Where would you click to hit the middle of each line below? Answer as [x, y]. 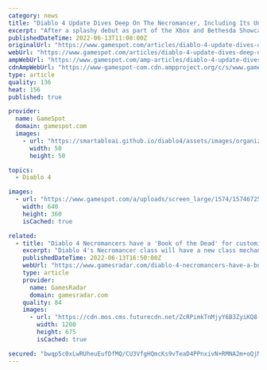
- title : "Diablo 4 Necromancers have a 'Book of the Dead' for [124, 243]
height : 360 [42, 214]
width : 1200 [57, 325]
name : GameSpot [41, 119]
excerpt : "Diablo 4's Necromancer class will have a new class [130, 251]
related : [23, 236]
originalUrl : [30, 45]
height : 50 [47, 156]
